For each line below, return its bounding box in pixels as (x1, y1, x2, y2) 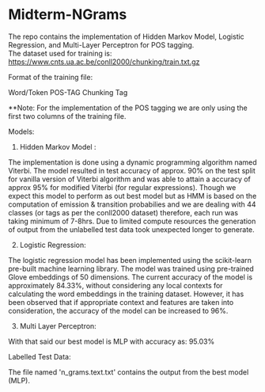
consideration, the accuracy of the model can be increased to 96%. (8, 306, 229, 315)
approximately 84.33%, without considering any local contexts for (8, 280, 223, 290)
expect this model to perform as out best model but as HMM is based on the (8, 191, 257, 200)
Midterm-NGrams (8, 6, 127, 24)
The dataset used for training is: (8, 48, 112, 58)
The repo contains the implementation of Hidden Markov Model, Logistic (8, 32, 245, 41)
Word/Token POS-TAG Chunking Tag (8, 87, 128, 97)
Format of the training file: (8, 72, 93, 82)
